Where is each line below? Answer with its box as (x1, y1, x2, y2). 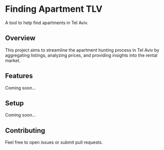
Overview (5, 34, 36, 42)
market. (5, 58, 21, 63)
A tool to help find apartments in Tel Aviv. (5, 20, 89, 26)
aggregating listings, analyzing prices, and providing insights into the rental (5, 52, 158, 58)
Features (5, 72, 33, 80)
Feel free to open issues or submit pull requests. (5, 139, 103, 146)
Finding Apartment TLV (5, 3, 102, 15)
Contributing (5, 126, 45, 135)
